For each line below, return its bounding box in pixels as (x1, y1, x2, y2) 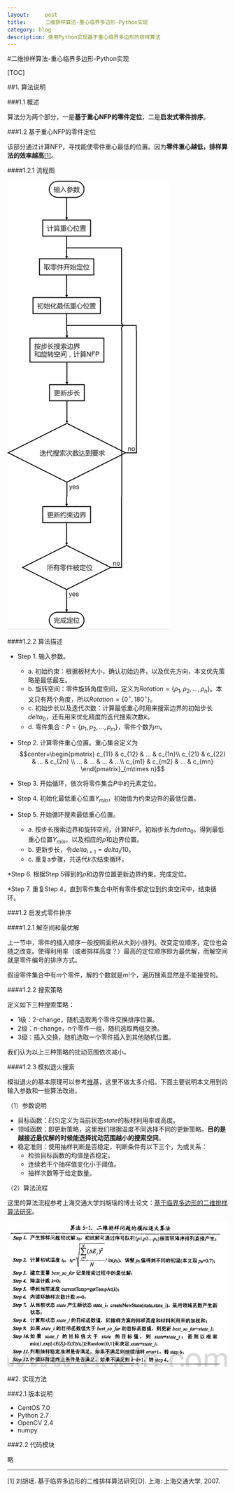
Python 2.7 (17, 1411, 49, 1420)
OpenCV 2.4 (17, 1418, 54, 1427)
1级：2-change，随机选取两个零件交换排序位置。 (17, 1015, 159, 1024)
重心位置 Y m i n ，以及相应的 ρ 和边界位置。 (27, 835, 143, 845)
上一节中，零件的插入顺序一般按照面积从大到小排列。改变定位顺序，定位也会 (7, 938, 228, 947)
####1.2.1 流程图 (7, 166, 55, 175)
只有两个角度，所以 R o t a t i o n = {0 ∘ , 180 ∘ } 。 (34, 694, 157, 703)
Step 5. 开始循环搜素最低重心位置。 (17, 811, 120, 819)
